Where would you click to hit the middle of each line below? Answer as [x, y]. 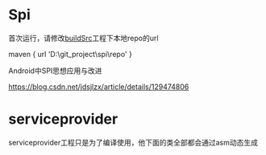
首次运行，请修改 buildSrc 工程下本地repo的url [83, 38]
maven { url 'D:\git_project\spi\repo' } [71, 54]
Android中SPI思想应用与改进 [55, 71]
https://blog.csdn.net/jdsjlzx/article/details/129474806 [99, 87]
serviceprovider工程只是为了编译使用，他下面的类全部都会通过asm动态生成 [133, 142]
